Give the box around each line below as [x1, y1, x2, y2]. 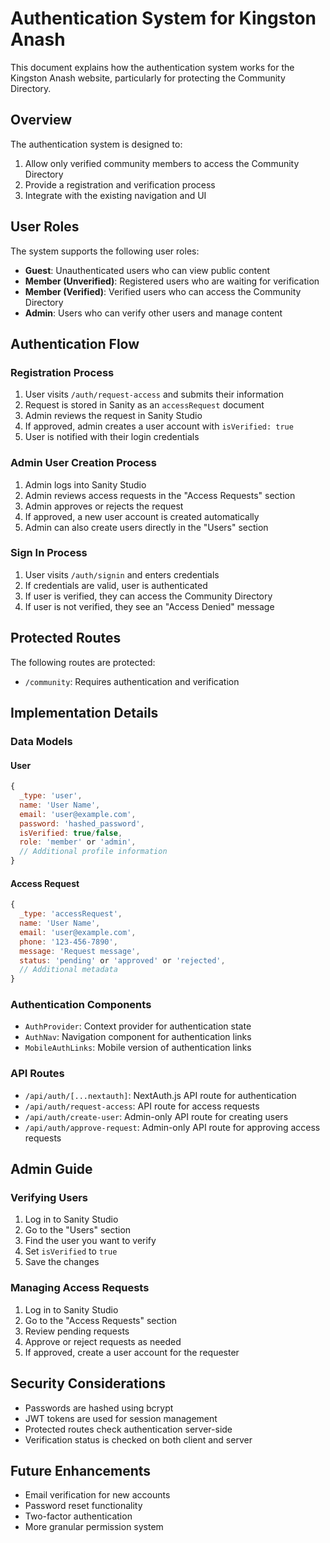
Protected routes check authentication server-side [24, 1423, 233, 1435]
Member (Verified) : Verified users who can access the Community [24, 285, 302, 297]
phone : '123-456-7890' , [19, 937, 118, 947]
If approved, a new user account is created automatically [24, 510, 260, 522]
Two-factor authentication [24, 1510, 133, 1522]
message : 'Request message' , [19, 946, 141, 956]
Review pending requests [24, 1325, 130, 1337]
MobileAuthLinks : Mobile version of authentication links [24, 1042, 252, 1054]
